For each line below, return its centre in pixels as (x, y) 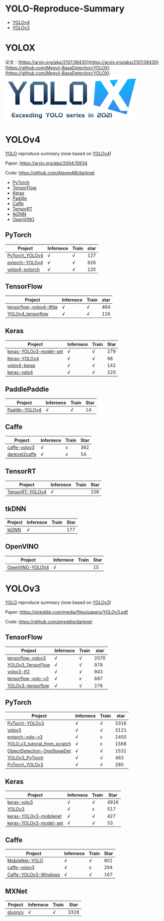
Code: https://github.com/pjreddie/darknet (49, 622)
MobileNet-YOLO (25, 861)
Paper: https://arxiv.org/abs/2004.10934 (46, 163)
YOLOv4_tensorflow (28, 314)
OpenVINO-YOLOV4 (28, 567)
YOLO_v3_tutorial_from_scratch (39, 744)
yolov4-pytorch (24, 269)
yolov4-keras (21, 365)
